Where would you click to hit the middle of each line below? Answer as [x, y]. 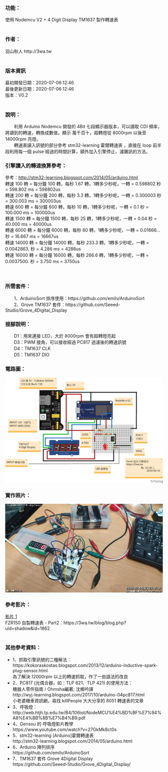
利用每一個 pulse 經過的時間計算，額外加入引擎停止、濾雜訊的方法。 [79, 152]
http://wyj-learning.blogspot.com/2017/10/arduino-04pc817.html [78, 694]
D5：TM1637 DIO [32, 355]
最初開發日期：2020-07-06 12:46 [39, 82]
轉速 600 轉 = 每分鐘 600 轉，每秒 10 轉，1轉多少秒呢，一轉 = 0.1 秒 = [77, 207]
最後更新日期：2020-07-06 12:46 [39, 89]
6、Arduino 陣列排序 [33, 747]
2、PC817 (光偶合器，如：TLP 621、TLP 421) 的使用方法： [72, 683]
